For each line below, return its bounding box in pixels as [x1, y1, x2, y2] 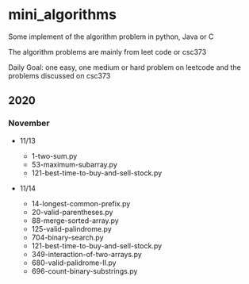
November [8, 117, 50, 129]
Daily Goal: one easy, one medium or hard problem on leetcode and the [8, 62, 242, 72]
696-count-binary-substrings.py [31, 266, 138, 275]
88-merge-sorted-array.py [31, 216, 119, 225]
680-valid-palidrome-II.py [31, 258, 117, 267]
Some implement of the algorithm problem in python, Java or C [8, 32, 214, 41]
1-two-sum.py [31, 151, 78, 160]
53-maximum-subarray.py [31, 159, 117, 169]
